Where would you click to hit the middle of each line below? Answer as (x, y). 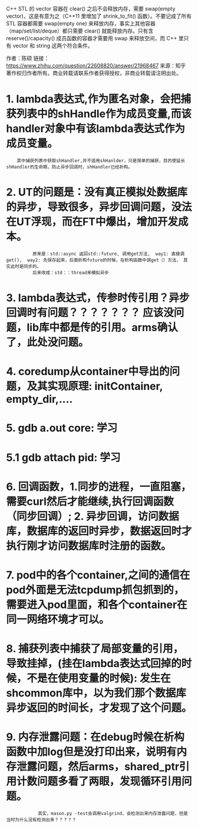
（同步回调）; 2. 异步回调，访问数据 (93, 516)
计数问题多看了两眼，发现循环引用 (99, 782)
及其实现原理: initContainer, (95, 386)
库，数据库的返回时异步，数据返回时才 (99, 531)
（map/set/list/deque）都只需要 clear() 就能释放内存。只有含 (80, 31)
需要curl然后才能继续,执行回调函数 (90, 501)
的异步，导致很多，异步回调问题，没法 (99, 207)
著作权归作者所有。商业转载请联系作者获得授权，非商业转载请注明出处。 (94, 73)
